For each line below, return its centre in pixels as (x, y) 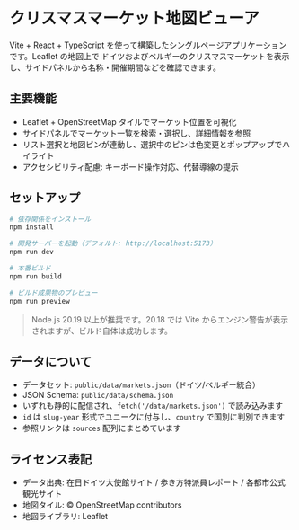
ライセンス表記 (51, 459)
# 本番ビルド (30, 269)
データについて (51, 362)
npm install (31, 227)
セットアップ (45, 198)
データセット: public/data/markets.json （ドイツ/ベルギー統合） (141, 385)
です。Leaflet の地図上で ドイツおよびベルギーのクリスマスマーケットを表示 (149, 56)
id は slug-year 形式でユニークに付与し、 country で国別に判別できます (154, 417)
